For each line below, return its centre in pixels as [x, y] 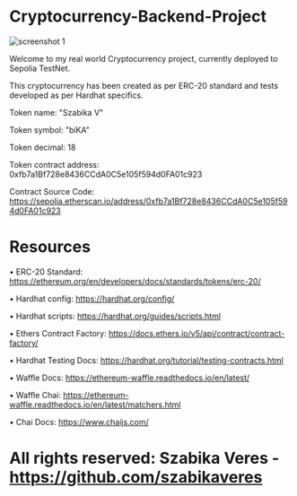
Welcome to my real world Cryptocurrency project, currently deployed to [144, 58]
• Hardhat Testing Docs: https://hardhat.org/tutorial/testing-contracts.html [147, 360]
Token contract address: [54, 164]
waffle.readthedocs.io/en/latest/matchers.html [95, 405]
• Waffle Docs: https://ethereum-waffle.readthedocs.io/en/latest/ [130, 378]
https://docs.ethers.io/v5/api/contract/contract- [197, 333]
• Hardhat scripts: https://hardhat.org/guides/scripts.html [115, 316]
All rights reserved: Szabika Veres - [144, 458]
